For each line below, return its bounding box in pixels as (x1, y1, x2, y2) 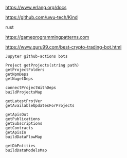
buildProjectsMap (5, 89, 43, 95)
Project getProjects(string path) (5, 63, 80, 68)
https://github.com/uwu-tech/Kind (5, 14, 78, 20)
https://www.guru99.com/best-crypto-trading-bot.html (5, 44, 122, 50)
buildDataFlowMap (5, 134, 43, 140)
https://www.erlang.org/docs (5, 5, 67, 10)
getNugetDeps (5, 76, 33, 81)
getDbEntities (5, 143, 36, 148)
